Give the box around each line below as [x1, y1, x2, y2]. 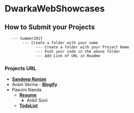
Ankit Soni [26, 98, 48, 104]
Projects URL [4, 65, 37, 72]
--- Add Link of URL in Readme [36, 53, 100, 58]
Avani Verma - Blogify [11, 82, 58, 88]
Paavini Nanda [11, 87, 42, 93]
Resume [19, 92, 37, 98]
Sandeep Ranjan [11, 76, 47, 82]
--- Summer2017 [11, 36, 43, 41]
